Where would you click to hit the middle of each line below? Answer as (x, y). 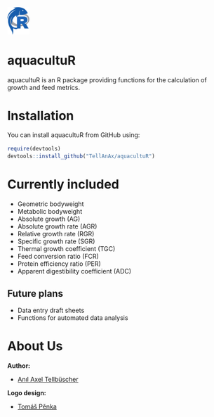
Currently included (63, 185)
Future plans (35, 294)
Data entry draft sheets (51, 310)
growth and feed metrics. (44, 87)
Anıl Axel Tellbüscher (48, 379)
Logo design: (27, 392)
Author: (19, 366)
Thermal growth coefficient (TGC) (66, 249)
